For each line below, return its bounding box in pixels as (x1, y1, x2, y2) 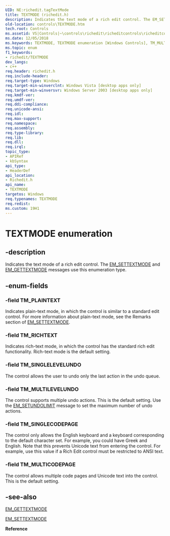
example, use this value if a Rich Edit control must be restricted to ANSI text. (5, 448, 164, 455)
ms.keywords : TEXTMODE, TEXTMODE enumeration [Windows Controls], (5, 41, 148, 46)
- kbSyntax (5, 159, 28, 164)
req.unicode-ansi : (5, 107, 44, 112)
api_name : (5, 182, 26, 187)
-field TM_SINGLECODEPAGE (5, 420, 78, 427)
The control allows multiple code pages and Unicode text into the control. (5, 472, 158, 479)
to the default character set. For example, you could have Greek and (5, 437, 148, 444)
